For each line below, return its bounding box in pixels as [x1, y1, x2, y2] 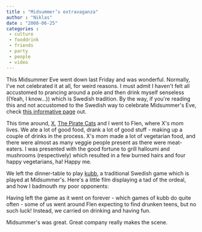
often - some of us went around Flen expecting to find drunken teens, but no [6, 200, 197, 208]
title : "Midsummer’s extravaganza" [6, 8, 98, 15]
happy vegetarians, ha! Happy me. [6, 158, 92, 165]
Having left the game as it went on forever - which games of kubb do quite [6, 194, 191, 201]
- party [8, 48, 28, 54]
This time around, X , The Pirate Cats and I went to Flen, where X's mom [6, 119, 184, 127]
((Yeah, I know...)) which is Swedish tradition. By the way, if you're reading [6, 95, 191, 102]
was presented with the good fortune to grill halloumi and [28, 145, 170, 152]
